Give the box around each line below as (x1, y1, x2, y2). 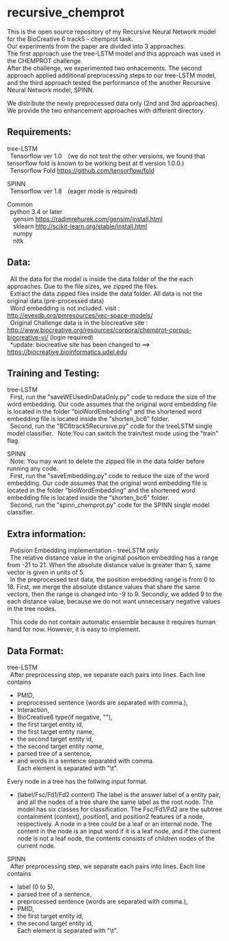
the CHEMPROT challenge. (7, 56, 83, 64)
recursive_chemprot (7, 5, 125, 21)
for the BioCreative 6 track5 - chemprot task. (7, 34, 133, 43)
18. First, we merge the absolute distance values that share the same (7, 583, 200, 591)
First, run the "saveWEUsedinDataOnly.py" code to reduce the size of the (10, 393, 217, 401)
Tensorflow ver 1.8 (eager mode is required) (10, 187, 138, 195)
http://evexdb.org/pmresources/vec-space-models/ (7, 311, 153, 320)
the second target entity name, (16, 742, 104, 750)
